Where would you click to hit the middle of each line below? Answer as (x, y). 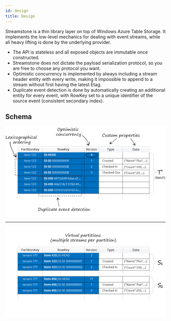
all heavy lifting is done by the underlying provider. (58, 42)
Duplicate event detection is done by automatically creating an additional (89, 90)
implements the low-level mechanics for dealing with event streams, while (83, 37)
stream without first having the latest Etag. (57, 85)
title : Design (20, 16)
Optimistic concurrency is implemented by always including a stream (85, 73)
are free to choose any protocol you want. (56, 68)
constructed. (26, 57)
